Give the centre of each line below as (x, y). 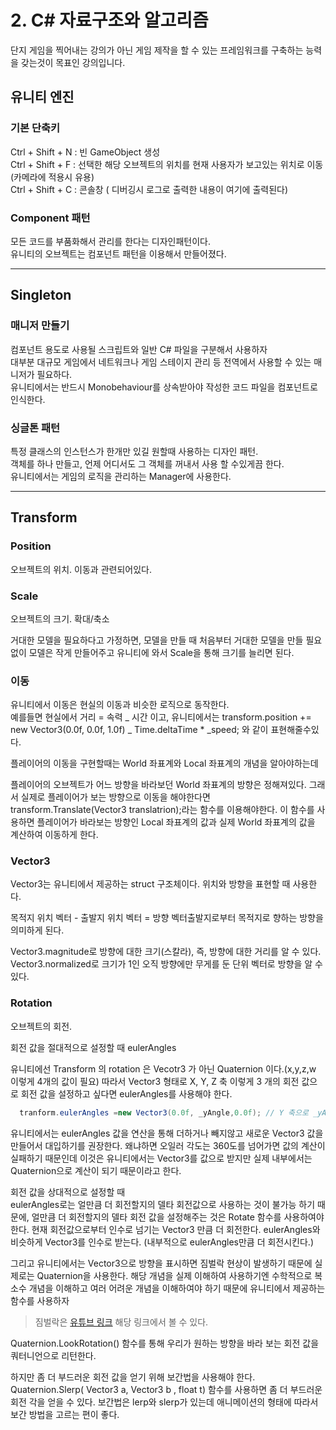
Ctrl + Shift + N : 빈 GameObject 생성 (85, 152)
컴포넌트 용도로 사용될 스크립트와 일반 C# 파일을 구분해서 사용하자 (139, 349)
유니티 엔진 (42, 97)
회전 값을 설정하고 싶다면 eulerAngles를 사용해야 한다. (126, 1093)
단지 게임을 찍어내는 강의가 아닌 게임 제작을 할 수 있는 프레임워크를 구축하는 (157, 50)
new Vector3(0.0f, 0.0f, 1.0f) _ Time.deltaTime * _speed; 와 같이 (139, 730)
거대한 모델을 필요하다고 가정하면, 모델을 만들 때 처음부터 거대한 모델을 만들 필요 (166, 640)
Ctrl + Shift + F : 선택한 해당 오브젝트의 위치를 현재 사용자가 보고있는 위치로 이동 (167, 164)
